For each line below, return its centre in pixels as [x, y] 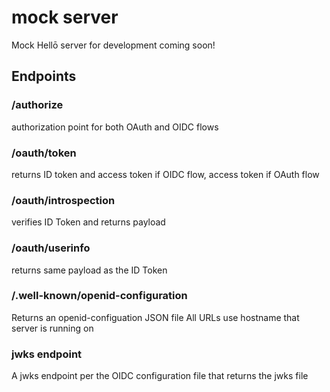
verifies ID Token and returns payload [88, 222]
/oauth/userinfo [51, 248]
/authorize [37, 105]
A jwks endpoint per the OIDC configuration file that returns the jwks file [160, 376]
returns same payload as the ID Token [89, 270]
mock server [65, 17]
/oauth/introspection [63, 200]
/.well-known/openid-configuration [99, 296]
